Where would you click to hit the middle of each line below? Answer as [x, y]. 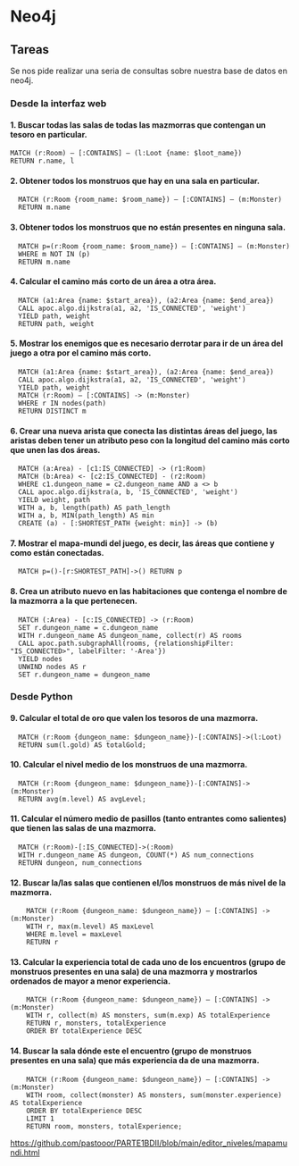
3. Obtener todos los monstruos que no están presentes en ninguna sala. [148, 227]
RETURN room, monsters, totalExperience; [104, 1126]
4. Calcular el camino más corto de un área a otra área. [113, 281]
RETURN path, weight [56, 323]
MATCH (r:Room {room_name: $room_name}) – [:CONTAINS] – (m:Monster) [150, 200]
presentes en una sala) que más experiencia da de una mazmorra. [135, 1061]
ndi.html [25, 1152]
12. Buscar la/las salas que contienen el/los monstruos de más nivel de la [148, 883]
